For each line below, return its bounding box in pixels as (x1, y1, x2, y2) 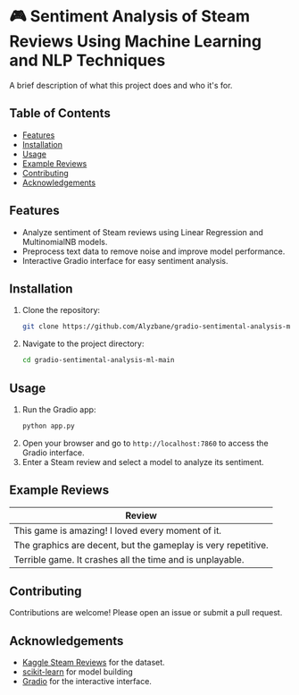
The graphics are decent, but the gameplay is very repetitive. (13, 538, 270, 551)
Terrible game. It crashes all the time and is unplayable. (13, 553, 245, 565)
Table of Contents (9, 106, 112, 121)
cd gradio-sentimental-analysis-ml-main (21, 356, 175, 365)
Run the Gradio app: (21, 403, 96, 415)
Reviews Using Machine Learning (9, 31, 262, 52)
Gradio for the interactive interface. (21, 676, 152, 687)
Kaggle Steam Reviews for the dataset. (21, 657, 165, 668)
